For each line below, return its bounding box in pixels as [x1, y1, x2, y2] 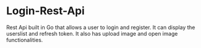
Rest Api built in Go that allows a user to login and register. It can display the [6, 24, 196, 31]
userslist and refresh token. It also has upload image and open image [6, 30, 178, 37]
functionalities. [6, 36, 43, 43]
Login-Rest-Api [6, 4, 85, 18]
